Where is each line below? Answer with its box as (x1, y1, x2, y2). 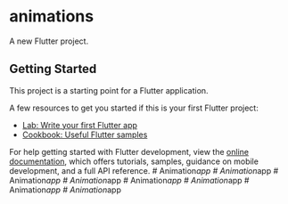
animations (9, 6, 95, 27)
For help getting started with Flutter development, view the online (9, 146, 250, 157)
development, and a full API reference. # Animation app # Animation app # (9, 165, 279, 175)
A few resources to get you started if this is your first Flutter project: (9, 102, 259, 113)
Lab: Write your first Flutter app (21, 119, 138, 130)
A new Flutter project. (9, 36, 89, 46)
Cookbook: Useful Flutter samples (21, 129, 148, 140)
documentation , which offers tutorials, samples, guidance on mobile (9, 156, 259, 167)
